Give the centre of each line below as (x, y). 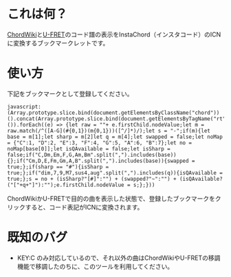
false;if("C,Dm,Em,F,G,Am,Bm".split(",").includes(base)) (92, 155)
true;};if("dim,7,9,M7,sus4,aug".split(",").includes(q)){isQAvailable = (115, 173)
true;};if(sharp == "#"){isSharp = (58, 167)
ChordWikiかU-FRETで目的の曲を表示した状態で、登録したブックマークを (111, 198)
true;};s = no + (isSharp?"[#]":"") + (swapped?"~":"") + (92, 179)
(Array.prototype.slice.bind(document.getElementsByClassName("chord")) (113, 113)
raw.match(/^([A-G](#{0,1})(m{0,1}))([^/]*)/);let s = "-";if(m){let (109, 131)
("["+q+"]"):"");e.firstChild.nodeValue (66, 185)
